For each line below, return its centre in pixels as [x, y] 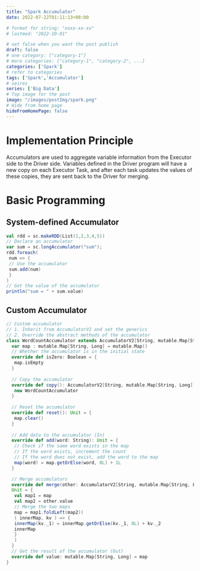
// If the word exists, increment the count [70, 452]
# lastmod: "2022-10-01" [37, 33]
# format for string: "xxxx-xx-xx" [50, 28]
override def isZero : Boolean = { [54, 357]
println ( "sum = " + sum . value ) [45, 291]
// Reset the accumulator [44, 407]
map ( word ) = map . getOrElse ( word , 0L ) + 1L [68, 463]
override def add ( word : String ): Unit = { [65, 440]
